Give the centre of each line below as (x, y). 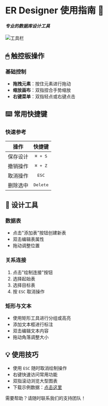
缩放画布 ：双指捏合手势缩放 (42, 90)
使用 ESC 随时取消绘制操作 (40, 368)
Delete (41, 185)
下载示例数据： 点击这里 (37, 387)
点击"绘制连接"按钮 (33, 272)
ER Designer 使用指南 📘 (55, 10)
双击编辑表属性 (28, 239)
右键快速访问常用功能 (35, 374)
